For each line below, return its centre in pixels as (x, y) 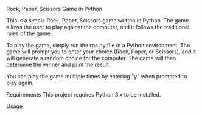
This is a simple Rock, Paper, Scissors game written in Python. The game (98, 20)
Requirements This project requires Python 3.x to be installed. (84, 94)
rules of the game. (29, 33)
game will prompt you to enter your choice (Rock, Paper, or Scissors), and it (101, 52)
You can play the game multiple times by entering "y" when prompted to (97, 76)
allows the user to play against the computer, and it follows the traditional (98, 27)
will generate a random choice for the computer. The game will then (91, 58)
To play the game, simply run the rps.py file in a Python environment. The (98, 45)
